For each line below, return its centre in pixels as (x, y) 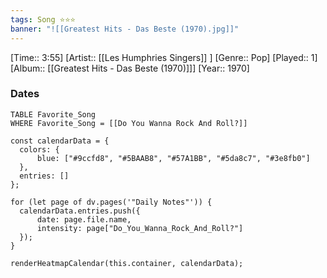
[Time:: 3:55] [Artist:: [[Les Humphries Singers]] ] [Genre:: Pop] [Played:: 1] (164, 57)
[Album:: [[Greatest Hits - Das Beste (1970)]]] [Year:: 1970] (130, 68)
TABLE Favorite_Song (53, 114)
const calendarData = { (60, 141)
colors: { (39, 149)
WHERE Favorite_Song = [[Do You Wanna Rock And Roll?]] (129, 123)
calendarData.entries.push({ (80, 211)
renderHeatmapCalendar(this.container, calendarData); (127, 263)
